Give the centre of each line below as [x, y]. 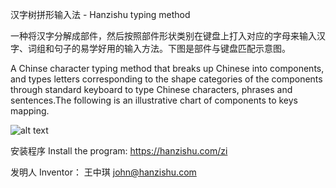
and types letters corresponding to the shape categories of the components [166, 79]
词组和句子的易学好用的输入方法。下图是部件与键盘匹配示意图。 [159, 48]
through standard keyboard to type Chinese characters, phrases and [151, 89]
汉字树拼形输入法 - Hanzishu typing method [100, 14]
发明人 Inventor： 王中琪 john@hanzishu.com [103, 172]
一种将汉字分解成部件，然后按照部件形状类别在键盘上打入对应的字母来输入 [163, 36]
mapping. [30, 111]
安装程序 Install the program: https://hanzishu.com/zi [119, 151]
